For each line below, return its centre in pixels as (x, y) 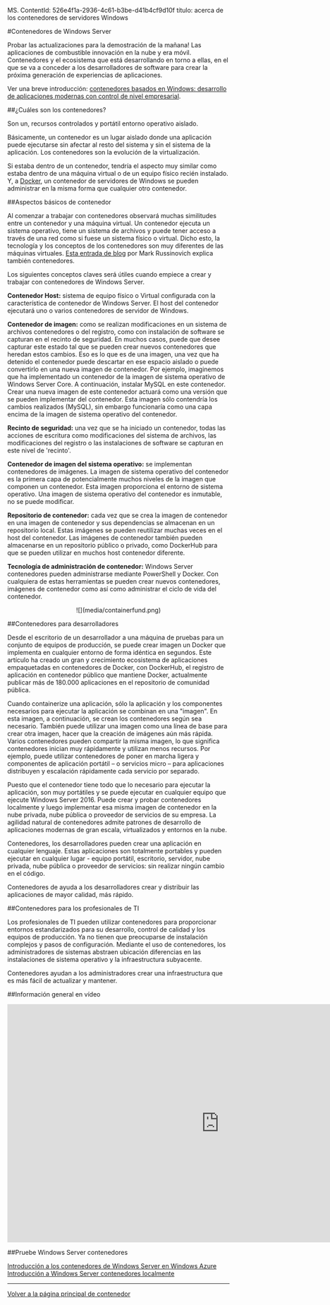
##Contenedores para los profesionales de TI (73, 908)
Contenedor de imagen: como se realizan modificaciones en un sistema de (117, 324)
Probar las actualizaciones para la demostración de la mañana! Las (104, 45)
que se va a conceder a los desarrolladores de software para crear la (108, 67)
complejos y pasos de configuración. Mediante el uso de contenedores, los (117, 944)
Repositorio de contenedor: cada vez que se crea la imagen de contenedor (117, 515)
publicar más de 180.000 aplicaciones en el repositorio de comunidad (109, 682)
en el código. (26, 873)
